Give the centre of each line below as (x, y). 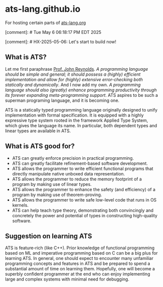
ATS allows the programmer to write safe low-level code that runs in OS (84, 200)
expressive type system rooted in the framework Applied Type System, (77, 120)
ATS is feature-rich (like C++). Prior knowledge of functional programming (80, 248)
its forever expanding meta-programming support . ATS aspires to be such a (81, 95)
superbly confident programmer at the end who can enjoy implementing (78, 274)
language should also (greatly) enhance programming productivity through (81, 90)
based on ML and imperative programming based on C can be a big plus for (81, 253)
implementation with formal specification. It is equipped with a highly (74, 115)
